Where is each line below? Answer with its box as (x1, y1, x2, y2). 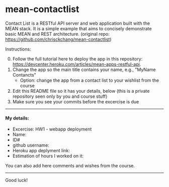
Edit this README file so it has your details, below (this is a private (12, 88, 150, 94)
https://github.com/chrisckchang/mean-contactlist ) (5, 36, 112, 42)
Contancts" (12, 72, 36, 78)
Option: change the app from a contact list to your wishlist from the (20, 77, 159, 83)
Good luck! (5, 177, 28, 183)
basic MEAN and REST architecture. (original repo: (5, 31, 110, 37)
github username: (12, 142, 49, 148)
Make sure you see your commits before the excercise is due (12, 98, 139, 104)
